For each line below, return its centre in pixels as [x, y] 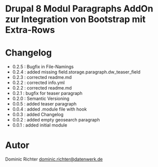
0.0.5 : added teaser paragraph [44, 104]
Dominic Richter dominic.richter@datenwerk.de [54, 159]
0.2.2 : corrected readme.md [42, 88]
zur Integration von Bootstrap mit [75, 19]
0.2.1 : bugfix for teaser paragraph [47, 93]
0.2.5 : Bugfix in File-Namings [43, 67]
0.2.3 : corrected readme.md [42, 77]
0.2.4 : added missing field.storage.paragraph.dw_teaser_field [76, 72]
